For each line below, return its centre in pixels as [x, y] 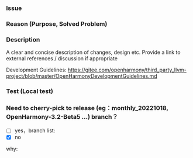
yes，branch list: [35, 130]
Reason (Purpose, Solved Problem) [57, 23]
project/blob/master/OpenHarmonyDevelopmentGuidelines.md [82, 76]
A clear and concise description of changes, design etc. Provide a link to [93, 52]
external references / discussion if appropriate [62, 59]
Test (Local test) [30, 91]
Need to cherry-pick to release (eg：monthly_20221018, [87, 108]
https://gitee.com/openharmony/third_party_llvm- [127, 70]
